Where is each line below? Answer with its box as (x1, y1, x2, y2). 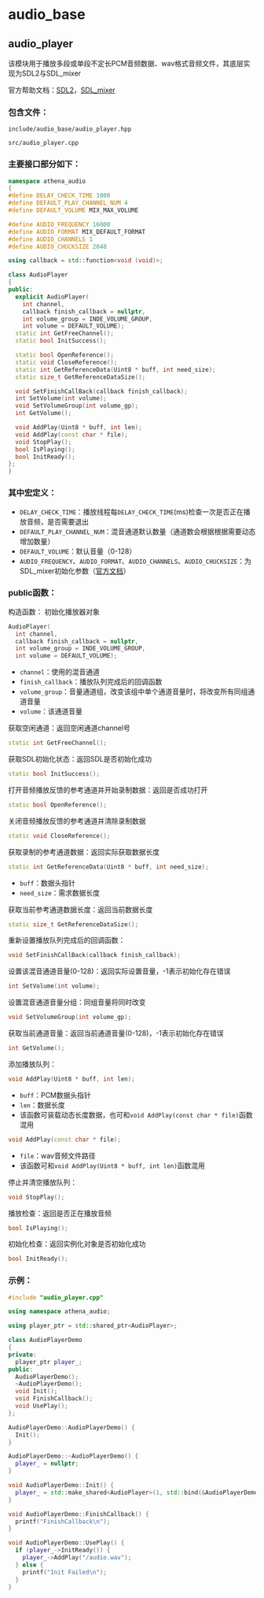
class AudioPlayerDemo (8, 1337, 82, 1344)
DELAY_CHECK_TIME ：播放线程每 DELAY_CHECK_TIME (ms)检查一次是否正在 (19, 506, 244, 517)
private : (8, 1351, 37, 1359)
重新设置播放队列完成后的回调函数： (8, 936, 126, 945)
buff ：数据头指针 (19, 878, 76, 888)
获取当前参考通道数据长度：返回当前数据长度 (8, 904, 153, 914)
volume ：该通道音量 (19, 706, 82, 716)
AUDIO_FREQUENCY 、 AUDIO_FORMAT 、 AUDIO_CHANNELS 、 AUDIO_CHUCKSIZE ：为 (19, 556, 251, 565)
